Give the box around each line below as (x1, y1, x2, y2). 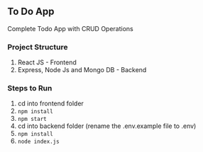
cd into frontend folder (17, 99, 84, 108)
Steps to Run (7, 83, 53, 93)
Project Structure (7, 42, 68, 52)
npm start (17, 116, 48, 123)
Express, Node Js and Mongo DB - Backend (17, 66, 147, 74)
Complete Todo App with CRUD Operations (7, 24, 133, 33)
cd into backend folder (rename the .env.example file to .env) (17, 122, 197, 130)
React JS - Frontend (17, 58, 77, 66)
